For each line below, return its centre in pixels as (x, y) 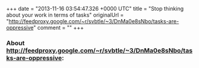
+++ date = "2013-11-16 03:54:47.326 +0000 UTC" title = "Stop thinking (95, 9)
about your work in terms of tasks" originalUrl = (65, 15)
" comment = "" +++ (58, 27)
